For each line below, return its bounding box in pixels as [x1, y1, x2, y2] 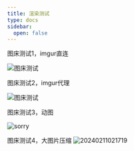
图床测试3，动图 [7, 108, 54, 116]
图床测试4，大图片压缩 [7, 136, 73, 145]
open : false [13, 29, 48, 37]
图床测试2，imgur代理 [7, 79, 70, 87]
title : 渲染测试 [7, 10, 50, 17]
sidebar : [7, 23, 32, 30]
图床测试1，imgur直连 [7, 49, 69, 57]
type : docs [7, 17, 39, 24]
